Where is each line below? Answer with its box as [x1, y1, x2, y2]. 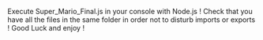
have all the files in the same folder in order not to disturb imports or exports [7, 15, 256, 24]
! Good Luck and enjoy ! [7, 24, 85, 32]
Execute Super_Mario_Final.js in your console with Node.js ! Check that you [7, 7, 254, 16]
